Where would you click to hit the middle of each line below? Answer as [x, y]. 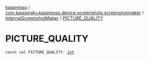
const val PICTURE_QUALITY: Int [40, 52]
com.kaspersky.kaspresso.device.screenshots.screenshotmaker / [75, 13]
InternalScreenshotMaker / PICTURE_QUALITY [54, 18]
